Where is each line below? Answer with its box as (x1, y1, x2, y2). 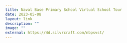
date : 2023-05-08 (5, 12, 42, 17)
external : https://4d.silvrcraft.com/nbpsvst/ (5, 30, 104, 35)
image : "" (5, 26, 26, 31)
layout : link (5, 16, 33, 21)
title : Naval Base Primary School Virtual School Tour (5, 7, 122, 12)
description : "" (5, 21, 39, 26)
